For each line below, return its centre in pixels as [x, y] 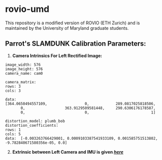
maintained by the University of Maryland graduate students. [67, 28]
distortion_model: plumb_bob [35, 121]
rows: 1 [13, 130]
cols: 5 [13, 134]
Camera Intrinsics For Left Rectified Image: [57, 55]
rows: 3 [13, 86]
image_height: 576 [24, 69]
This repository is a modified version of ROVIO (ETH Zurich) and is [73, 23]
